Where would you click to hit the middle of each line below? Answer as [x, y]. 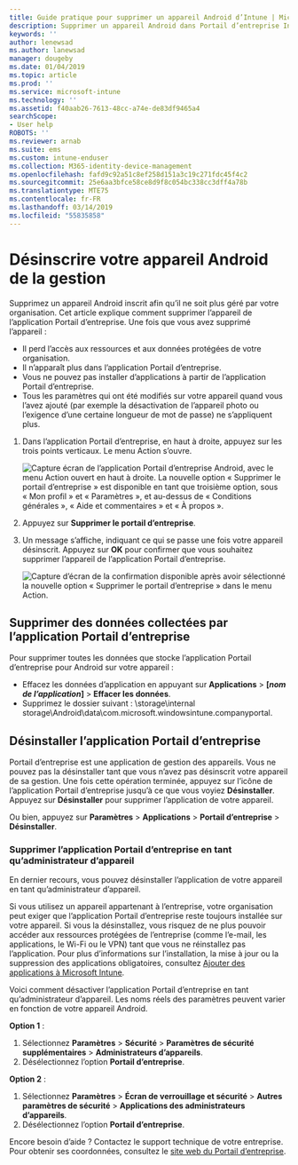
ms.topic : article [43, 75]
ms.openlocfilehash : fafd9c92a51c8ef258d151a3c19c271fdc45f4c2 [129, 174]
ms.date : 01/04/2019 [47, 67]
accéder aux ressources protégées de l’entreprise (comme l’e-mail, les [138, 935]
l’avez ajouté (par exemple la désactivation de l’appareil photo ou [140, 405]
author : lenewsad [41, 42]
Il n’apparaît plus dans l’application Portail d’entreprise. [122, 367]
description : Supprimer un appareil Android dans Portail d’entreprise [144, 26]
